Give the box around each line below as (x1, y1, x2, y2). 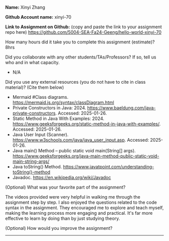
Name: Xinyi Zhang (5, 5, 45, 10)
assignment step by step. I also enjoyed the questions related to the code (5, 199, 157, 205)
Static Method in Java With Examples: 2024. (12, 115, 105, 122)
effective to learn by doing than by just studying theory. (5, 215, 120, 221)
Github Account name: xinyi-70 (5, 14, 71, 20)
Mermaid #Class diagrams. (12, 94, 69, 100)
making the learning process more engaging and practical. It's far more (5, 210, 153, 216)
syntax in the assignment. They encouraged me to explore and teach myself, (5, 205, 164, 211)
